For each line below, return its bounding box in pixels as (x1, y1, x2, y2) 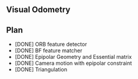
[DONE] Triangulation (14, 66, 67, 73)
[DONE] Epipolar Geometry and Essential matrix (14, 53, 132, 61)
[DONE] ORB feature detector (14, 41, 87, 48)
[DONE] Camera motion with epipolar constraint (14, 59, 132, 67)
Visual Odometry (6, 5, 71, 15)
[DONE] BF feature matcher (14, 47, 83, 54)
